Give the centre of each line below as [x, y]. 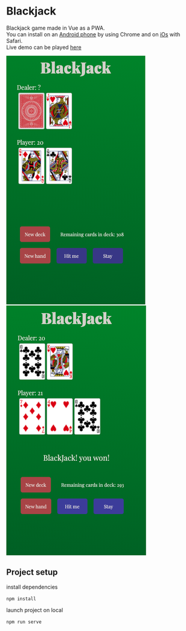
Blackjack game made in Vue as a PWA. [56, 28]
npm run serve [24, 622]
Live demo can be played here [44, 47]
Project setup [32, 573]
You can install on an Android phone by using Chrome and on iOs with [93, 34]
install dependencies [32, 587]
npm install [21, 599]
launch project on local [35, 610]
